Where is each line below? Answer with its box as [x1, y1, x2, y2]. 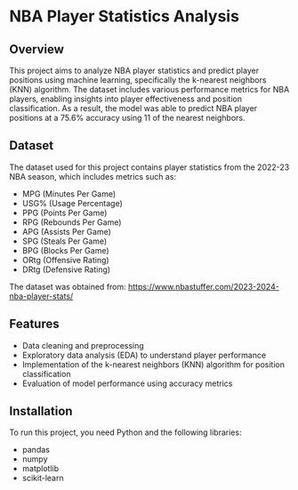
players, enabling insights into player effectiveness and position [9, 93, 243, 104]
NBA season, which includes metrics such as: [9, 171, 176, 181]
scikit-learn [21, 473, 64, 484]
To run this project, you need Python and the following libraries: [9, 427, 242, 438]
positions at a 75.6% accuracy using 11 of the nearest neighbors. [9, 113, 246, 123]
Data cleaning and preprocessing [21, 340, 144, 350]
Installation [9, 404, 73, 419]
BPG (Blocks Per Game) [21, 245, 109, 255]
